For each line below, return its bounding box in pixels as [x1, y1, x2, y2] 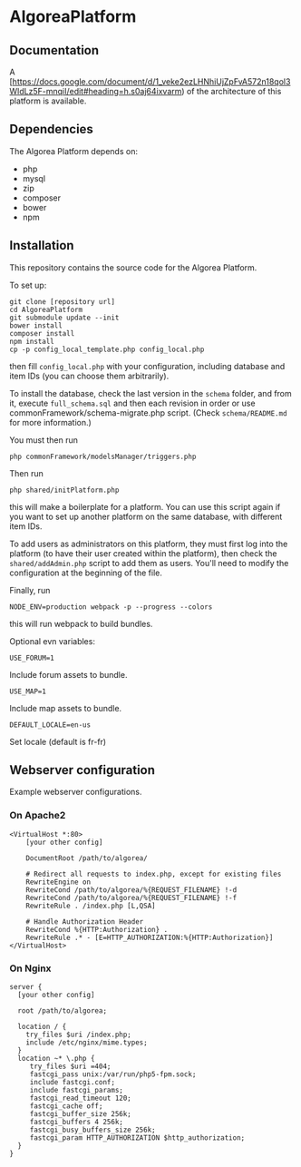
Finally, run [9, 584, 51, 595]
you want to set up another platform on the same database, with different [9, 511, 283, 522]
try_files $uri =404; [29, 1062, 112, 1072]
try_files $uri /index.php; [25, 1030, 131, 1040]
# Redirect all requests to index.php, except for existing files [25, 869, 282, 878]
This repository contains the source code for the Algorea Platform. [9, 261, 257, 273]
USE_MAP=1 [9, 687, 47, 696]
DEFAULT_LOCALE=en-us [9, 720, 92, 730]
